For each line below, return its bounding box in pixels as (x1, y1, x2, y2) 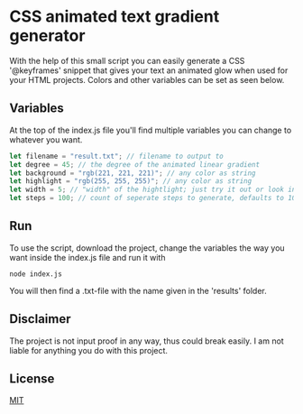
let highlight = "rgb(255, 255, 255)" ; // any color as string (9, 177, 252, 186)
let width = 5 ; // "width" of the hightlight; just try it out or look (9, 185, 284, 195)
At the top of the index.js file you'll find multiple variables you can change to (9, 124, 292, 135)
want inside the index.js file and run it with (9, 252, 166, 262)
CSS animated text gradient (9, 6, 220, 27)
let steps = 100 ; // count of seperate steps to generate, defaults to (9, 194, 284, 203)
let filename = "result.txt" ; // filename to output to (9, 152, 224, 161)
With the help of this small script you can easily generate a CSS (9, 55, 245, 66)
